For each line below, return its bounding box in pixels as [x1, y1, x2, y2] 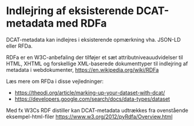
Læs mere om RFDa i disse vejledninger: [6, 78, 104, 85]
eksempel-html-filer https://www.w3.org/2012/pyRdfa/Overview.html [6, 113, 173, 120]
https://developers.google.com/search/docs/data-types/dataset [14, 95, 170, 102]
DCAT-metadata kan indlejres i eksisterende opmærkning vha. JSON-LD [6, 36, 181, 43]
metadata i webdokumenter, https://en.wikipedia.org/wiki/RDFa [6, 66, 159, 73]
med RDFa [56, 16, 107, 30]
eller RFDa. [6, 42, 33, 49]
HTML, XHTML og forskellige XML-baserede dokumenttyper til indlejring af [6, 60, 188, 67]
